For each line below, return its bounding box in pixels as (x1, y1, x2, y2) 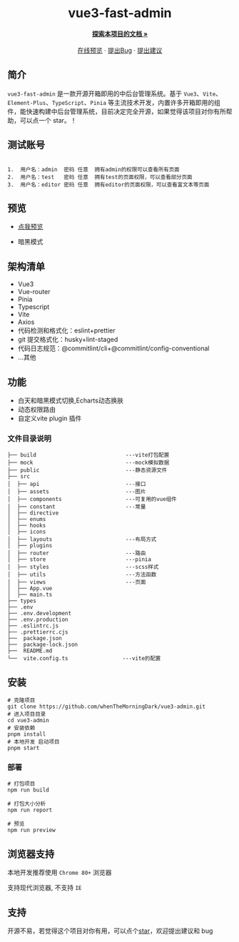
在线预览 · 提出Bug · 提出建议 (77, 46, 163, 54)
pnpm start (7, 744, 40, 752)
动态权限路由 (17, 405, 56, 413)
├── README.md (7, 647, 53, 654)
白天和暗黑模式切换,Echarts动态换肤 (17, 396, 123, 405)
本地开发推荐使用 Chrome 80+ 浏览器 (7, 868, 112, 877)
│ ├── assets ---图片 (7, 488, 146, 495)
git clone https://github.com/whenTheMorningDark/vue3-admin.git (7, 703, 205, 711)
